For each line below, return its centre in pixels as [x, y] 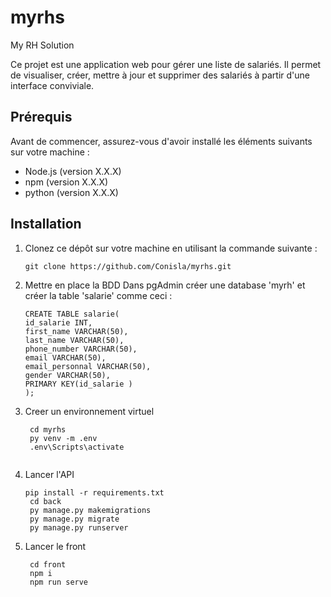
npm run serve [59, 582]
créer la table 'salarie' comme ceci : [98, 295]
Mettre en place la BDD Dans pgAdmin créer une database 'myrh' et [165, 285]
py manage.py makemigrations [90, 510]
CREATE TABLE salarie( [72, 314]
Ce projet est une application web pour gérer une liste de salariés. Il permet [166, 64]
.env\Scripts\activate [77, 447]
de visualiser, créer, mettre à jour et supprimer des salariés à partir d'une [160, 75]
